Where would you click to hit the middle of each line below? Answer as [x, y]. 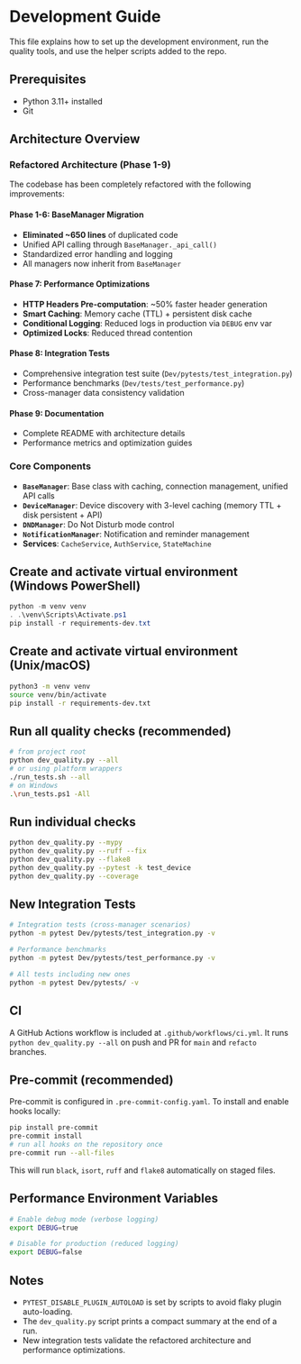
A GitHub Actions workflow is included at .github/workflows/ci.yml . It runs [149, 1032]
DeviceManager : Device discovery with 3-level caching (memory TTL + [152, 505]
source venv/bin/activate [58, 695]
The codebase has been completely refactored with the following [130, 184]
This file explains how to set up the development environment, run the [139, 41]
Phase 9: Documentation [57, 413]
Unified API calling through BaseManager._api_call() [120, 244]
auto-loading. [47, 1311]
